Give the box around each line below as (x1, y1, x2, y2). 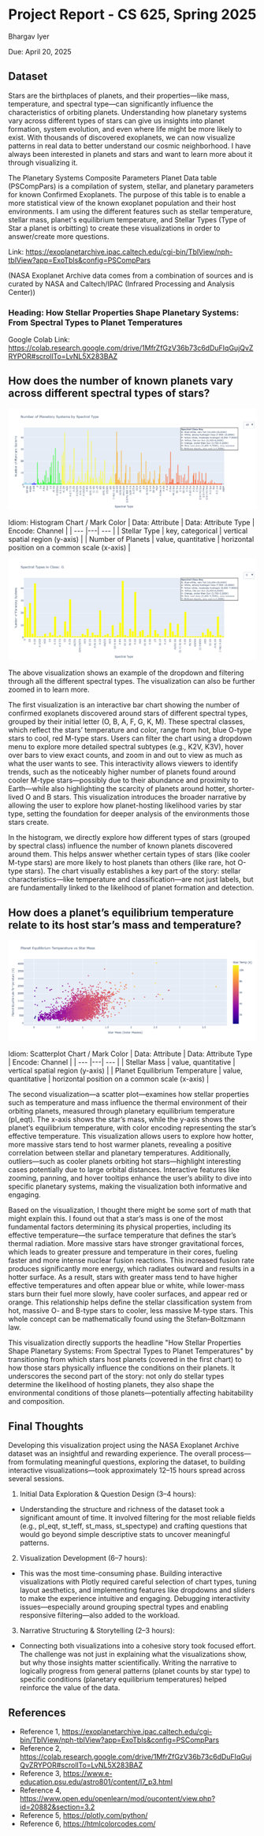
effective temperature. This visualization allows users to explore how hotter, (8, 1132, 254, 1141)
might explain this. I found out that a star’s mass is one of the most (8, 1214, 224, 1223)
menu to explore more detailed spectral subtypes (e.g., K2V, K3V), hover (8, 742, 244, 752)
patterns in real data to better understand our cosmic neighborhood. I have (8, 140, 251, 151)
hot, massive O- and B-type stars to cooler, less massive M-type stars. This (8, 1306, 254, 1315)
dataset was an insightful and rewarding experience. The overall (8, 1449, 217, 1458)
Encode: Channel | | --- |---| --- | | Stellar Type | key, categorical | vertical (8, 526, 248, 535)
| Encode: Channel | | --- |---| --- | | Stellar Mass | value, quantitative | (8, 1058, 236, 1067)
